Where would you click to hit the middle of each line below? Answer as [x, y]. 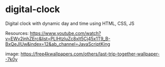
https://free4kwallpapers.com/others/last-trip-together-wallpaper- [90, 54]
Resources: [17, 33]
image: [12, 54]
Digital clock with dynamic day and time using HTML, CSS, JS [70, 23]
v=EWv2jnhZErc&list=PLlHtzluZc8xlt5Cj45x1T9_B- [58, 39]
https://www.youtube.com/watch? [65, 33]
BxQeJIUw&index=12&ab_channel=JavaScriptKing [58, 44]
